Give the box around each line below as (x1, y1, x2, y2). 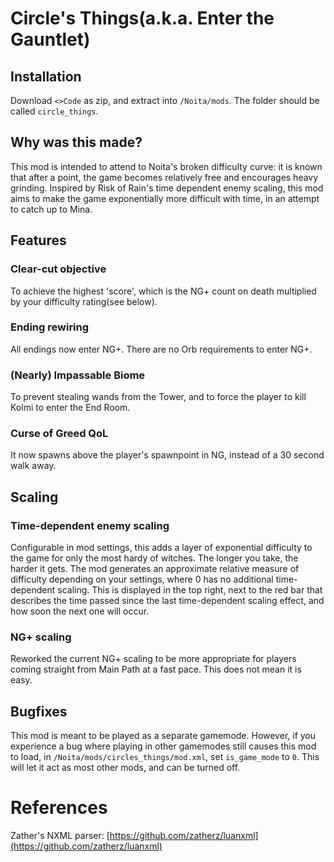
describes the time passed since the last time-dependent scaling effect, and (10, 595, 325, 607)
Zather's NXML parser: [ (10, 830, 110, 842)
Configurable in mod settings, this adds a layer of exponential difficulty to (10, 542, 313, 554)
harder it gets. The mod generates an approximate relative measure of (10, 563, 300, 575)
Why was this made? (10, 134, 143, 151)
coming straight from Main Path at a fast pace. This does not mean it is (10, 663, 302, 676)
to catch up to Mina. (10, 203, 93, 215)
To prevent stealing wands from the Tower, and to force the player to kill (10, 391, 307, 403)
